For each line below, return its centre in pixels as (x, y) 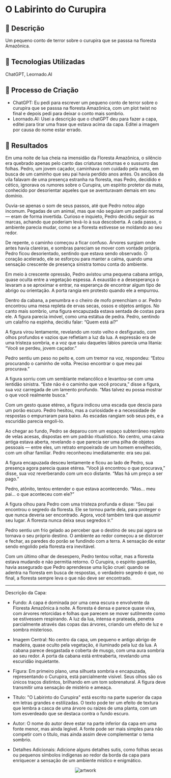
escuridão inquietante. (36, 661)
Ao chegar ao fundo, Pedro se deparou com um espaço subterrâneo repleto (85, 431)
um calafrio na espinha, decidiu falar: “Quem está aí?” (62, 322)
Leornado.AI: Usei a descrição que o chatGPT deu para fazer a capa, (85, 119)
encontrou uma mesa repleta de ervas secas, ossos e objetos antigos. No (82, 306)
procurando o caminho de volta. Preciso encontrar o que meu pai (74, 364)
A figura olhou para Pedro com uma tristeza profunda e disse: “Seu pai (79, 504)
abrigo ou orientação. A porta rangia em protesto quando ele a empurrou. (82, 291)
